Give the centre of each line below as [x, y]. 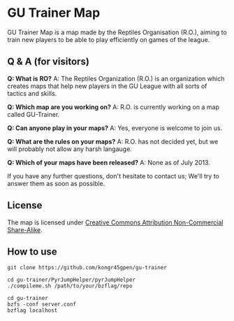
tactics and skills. [32, 93]
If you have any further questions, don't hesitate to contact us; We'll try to [114, 176]
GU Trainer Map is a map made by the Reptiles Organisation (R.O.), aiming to [117, 32]
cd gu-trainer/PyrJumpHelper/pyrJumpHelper [72, 280]
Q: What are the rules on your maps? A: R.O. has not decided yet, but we [113, 141]
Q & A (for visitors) [48, 62]
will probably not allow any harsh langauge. [70, 149]
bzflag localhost [32, 311]
